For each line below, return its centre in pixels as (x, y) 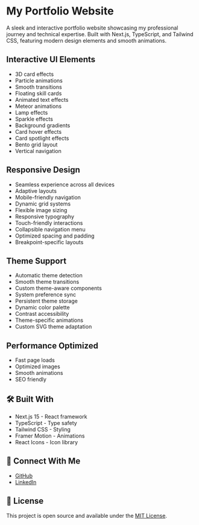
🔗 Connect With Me (43, 461)
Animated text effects (42, 99)
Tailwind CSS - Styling (43, 429)
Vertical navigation (38, 151)
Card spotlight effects (42, 138)
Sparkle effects (34, 119)
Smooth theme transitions (47, 282)
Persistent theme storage (46, 301)
